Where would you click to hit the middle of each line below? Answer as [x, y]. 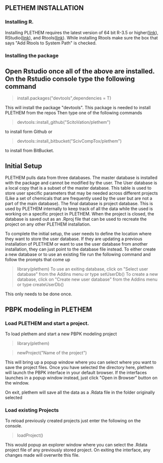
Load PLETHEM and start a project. [47, 323]
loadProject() [30, 435]
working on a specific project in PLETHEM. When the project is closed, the [80, 214]
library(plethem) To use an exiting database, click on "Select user [82, 269]
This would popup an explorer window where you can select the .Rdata [76, 445]
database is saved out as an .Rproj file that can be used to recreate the [76, 219]
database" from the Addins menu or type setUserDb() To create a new [87, 274]
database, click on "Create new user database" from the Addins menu [87, 279]
